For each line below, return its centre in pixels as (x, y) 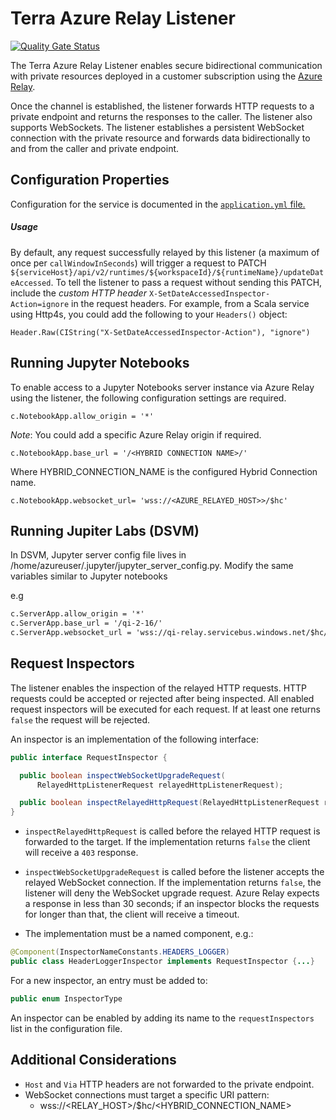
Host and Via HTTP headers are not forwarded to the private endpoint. (169, 1084)
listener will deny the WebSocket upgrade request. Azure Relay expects (172, 893)
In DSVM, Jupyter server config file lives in (98, 555)
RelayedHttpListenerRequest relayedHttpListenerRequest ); (160, 785)
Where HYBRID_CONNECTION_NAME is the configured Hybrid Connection (164, 471)
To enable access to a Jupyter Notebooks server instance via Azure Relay (162, 387)
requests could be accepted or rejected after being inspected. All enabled (162, 698)
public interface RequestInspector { (89, 757)
